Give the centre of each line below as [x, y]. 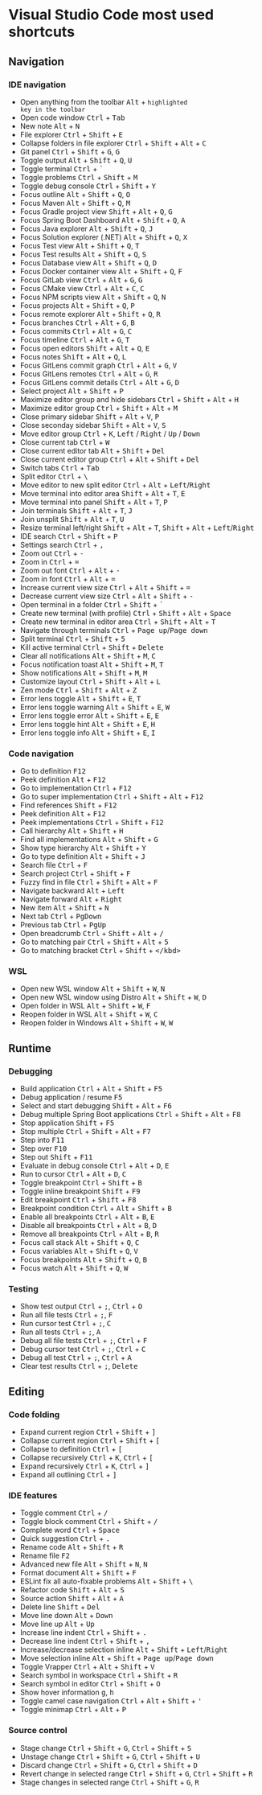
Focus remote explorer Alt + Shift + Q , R [90, 314]
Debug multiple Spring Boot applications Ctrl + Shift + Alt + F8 [130, 1115]
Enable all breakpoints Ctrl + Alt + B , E [87, 1217]
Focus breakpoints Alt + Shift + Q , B [83, 1259]
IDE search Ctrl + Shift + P [69, 536]
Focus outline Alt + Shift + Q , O [75, 194]
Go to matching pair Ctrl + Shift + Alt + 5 [94, 942]
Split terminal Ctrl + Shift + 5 [73, 639]
